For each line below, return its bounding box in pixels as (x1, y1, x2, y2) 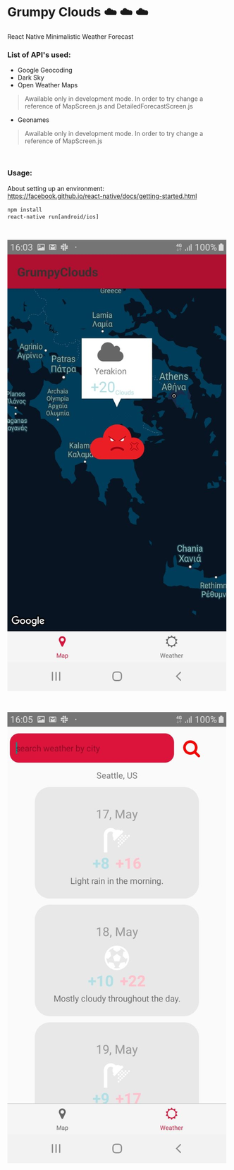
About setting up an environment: (7, 184, 104, 192)
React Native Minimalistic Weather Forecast (7, 32, 134, 41)
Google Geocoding (17, 66, 73, 75)
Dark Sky (17, 73, 44, 82)
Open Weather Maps (17, 81, 78, 90)
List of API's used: (7, 49, 71, 59)
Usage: (7, 168, 33, 178)
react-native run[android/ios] (7, 213, 99, 221)
